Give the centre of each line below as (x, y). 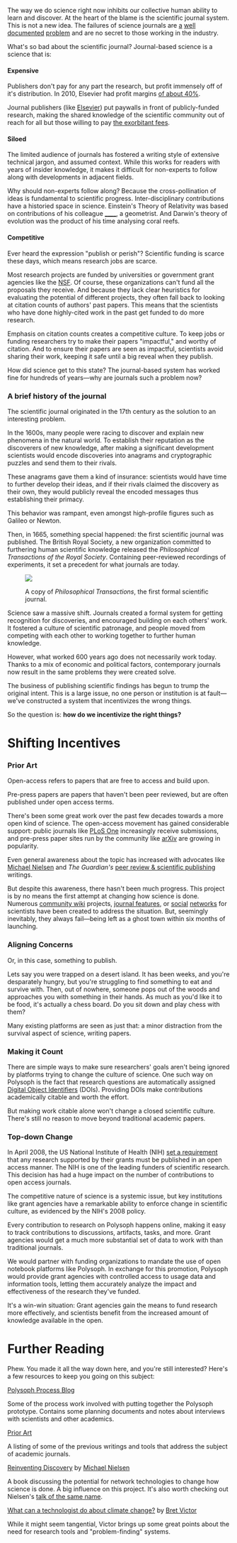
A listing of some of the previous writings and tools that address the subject (117, 1446)
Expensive (23, 70)
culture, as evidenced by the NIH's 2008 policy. (77, 1211)
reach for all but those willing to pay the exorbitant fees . (89, 123)
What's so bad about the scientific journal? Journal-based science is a (110, 47)
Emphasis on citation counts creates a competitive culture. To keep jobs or (116, 334)
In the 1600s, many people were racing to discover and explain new (105, 432)
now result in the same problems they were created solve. (92, 672)
